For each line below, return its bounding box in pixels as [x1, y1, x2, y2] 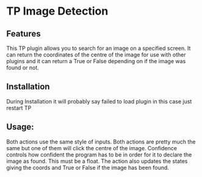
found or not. [6, 64, 40, 71]
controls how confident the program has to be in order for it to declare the [6, 151, 192, 158]
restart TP [6, 104, 32, 111]
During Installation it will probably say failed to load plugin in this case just [6, 97, 192, 105]
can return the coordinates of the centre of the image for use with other [6, 51, 186, 58]
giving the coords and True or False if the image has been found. [6, 164, 170, 171]
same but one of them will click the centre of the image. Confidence [6, 144, 177, 151]
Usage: [6, 122, 35, 132]
